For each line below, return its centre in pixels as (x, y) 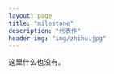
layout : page (30, 16)
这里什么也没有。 (37, 62)
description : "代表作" (45, 31)
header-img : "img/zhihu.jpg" (57, 38)
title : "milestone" (41, 23)
